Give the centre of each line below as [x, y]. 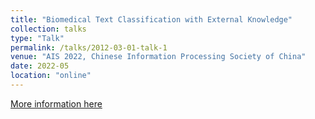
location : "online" [51, 76]
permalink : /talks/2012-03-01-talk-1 [89, 47]
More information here [56, 103]
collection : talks [48, 29]
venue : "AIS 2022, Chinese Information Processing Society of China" [158, 57]
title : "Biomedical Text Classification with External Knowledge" [151, 19]
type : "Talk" [37, 38]
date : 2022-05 [40, 66]
